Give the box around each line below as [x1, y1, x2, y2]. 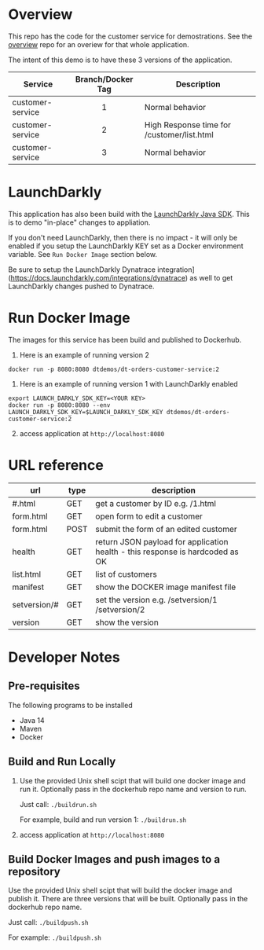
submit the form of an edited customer [95, 523, 237, 534]
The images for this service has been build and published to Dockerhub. [8, 335, 242, 344]
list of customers [95, 568, 157, 579]
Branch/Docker [75, 73, 134, 84]
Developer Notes [8, 648, 120, 666]
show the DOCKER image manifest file [95, 581, 236, 592]
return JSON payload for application [95, 536, 229, 547]
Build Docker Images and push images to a [8, 853, 221, 866]
